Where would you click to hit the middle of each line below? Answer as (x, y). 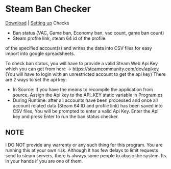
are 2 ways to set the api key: (36, 79)
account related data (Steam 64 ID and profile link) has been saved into (88, 105)
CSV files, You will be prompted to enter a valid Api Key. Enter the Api (86, 111)
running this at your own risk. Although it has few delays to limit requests (82, 150)
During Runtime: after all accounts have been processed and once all (85, 100)
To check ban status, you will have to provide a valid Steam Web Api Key (82, 63)
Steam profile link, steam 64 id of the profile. (59, 38)
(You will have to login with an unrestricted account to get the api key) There (86, 74)
